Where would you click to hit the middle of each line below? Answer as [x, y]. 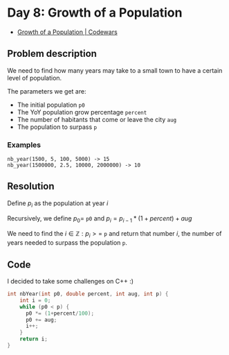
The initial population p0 [51, 105]
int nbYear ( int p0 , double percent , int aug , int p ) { [88, 294]
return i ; [34, 339]
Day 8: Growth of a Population [95, 13]
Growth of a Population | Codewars [67, 32]
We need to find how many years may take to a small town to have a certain [115, 70]
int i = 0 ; [35, 300]
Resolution [31, 186]
